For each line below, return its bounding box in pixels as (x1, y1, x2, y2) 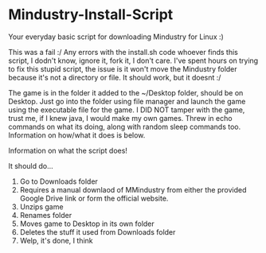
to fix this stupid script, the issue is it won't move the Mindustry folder (8, 64, 237, 73)
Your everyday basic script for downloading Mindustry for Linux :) (8, 32, 225, 41)
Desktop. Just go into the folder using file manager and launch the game (8, 96, 246, 106)
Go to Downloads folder (19, 177, 98, 186)
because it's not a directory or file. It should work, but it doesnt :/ (8, 72, 221, 82)
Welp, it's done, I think (19, 235, 93, 245)
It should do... (8, 161, 53, 170)
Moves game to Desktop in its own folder (19, 219, 155, 228)
